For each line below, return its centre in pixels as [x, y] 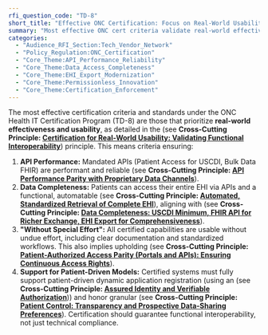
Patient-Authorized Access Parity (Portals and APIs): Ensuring [125, 255]
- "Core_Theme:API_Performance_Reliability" [91, 61]
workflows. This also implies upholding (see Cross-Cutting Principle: [134, 246]
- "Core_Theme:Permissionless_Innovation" [87, 82]
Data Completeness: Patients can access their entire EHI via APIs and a [138, 187]
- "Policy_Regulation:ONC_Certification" [85, 53]
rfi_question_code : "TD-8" [53, 16]
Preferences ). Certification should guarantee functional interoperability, [138, 314]
